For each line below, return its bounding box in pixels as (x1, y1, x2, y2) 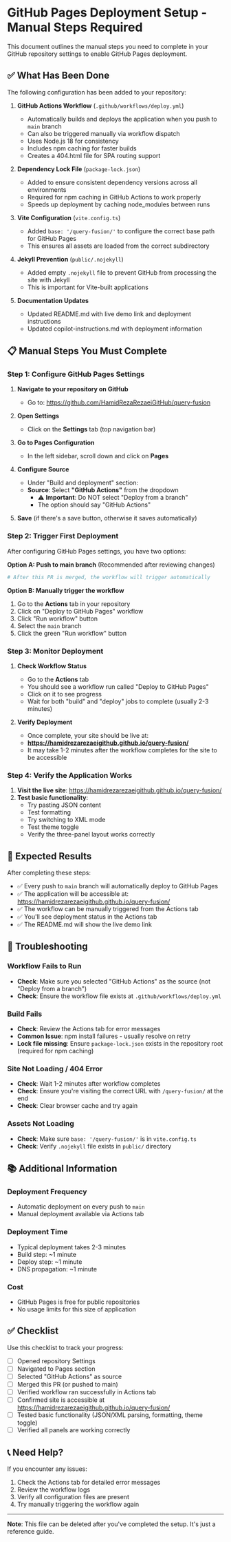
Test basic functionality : (16, 794, 89, 802)
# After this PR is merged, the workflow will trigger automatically (7, 574, 211, 580)
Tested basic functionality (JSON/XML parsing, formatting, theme (16, 1411, 203, 1419)
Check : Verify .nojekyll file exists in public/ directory (16, 1142, 172, 1150)
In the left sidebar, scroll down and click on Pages (27, 452, 169, 460)
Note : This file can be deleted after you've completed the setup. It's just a (7, 1520, 216, 1528)
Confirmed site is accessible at (16, 1396, 105, 1404)
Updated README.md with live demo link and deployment (27, 309, 191, 318)
